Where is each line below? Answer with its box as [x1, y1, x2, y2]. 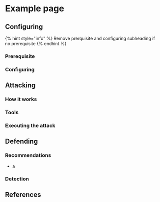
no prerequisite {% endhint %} [5, 41, 67, 47]
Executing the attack [5, 122, 55, 129]
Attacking [5, 81, 36, 90]
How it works [5, 96, 37, 103]
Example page [5, 3, 65, 14]
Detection [5, 175, 29, 182]
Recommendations [5, 152, 52, 159]
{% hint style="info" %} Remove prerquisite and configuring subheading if [5, 35, 156, 41]
